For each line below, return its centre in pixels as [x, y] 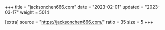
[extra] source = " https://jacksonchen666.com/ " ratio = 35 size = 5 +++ [79, 22]
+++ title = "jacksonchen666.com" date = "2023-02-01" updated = [74, 7]
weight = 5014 [34, 12]
